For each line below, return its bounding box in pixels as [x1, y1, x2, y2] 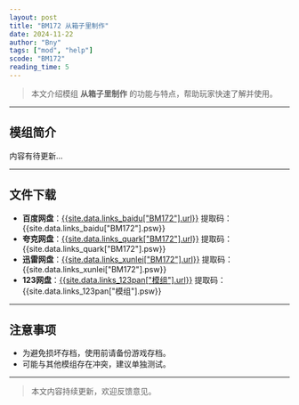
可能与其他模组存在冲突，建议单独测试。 [21, 359, 171, 369]
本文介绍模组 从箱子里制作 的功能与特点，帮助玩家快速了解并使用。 [30, 88, 278, 99]
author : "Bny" [9, 37, 62, 47]
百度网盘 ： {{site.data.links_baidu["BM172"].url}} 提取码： [21, 213, 233, 223]
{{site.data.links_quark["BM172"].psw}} [21, 243, 166, 254]
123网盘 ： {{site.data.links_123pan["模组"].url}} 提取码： [21, 274, 227, 285]
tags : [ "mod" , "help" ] [9, 46, 93, 55]
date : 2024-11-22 [9, 29, 74, 38]
